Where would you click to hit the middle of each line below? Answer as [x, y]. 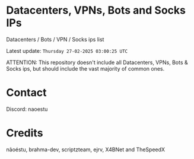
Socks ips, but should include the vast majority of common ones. [85, 68]
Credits [25, 133]
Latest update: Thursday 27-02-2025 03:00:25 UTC [67, 50]
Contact [26, 93]
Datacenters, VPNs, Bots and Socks [96, 10]
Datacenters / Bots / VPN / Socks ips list [55, 39]
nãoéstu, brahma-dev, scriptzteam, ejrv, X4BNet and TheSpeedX [85, 150]
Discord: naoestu [27, 109]
